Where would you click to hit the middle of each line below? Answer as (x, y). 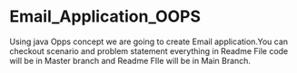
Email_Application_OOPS (105, 17)
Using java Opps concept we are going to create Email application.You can (149, 41)
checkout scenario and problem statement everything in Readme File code (149, 50)
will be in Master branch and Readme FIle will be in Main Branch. (130, 60)
